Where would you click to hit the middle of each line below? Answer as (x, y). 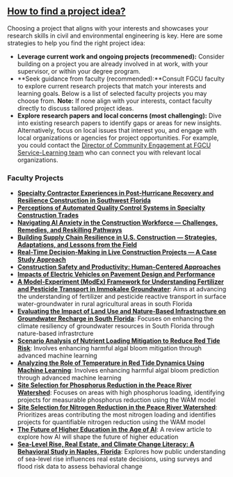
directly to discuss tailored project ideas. (75, 108)
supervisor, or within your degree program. (79, 71)
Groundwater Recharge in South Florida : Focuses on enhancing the (115, 318)
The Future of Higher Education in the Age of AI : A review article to (114, 430)
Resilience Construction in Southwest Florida (84, 200)
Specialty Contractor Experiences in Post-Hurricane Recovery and (115, 193)
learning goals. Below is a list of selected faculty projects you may (112, 93)
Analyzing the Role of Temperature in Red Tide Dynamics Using (111, 363)
